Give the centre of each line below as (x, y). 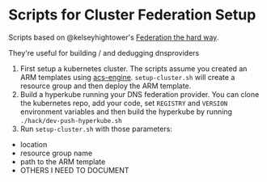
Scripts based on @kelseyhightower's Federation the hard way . (114, 37)
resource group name (56, 153)
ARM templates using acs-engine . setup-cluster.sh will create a (127, 77)
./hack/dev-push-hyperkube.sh (71, 121)
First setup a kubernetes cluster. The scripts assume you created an (133, 68)
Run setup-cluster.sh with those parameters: (96, 129)
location (34, 144)
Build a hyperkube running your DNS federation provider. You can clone (140, 94)
